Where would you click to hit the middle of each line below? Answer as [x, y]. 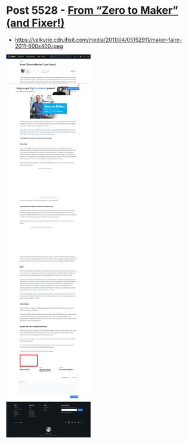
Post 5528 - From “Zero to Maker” [92, 10]
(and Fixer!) [36, 23]
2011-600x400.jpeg [39, 46]
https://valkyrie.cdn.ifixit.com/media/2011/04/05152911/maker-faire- [98, 39]
